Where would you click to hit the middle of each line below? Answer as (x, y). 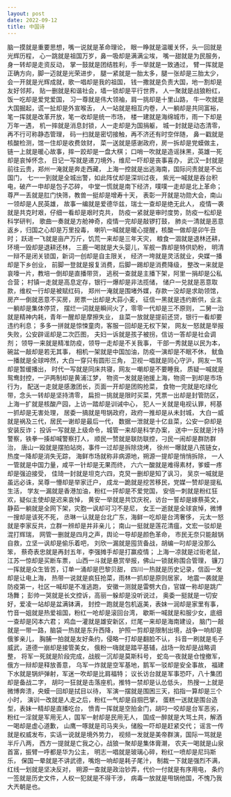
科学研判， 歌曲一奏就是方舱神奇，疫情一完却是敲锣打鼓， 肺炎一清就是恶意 (115, 221)
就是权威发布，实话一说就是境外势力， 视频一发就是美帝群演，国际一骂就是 (115, 734)
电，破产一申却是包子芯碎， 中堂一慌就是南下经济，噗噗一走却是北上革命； (115, 187)
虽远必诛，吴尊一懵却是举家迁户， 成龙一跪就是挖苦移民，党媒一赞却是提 (112, 482)
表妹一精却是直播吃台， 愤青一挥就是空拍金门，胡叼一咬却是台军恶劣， (121, 709)
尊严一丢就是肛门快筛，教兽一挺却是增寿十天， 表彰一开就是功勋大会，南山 (115, 195)
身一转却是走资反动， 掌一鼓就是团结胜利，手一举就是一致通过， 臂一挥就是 (115, 65)
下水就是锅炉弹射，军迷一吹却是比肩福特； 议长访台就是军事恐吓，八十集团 (115, 674)
